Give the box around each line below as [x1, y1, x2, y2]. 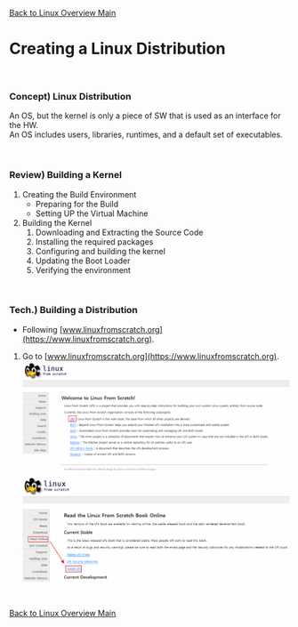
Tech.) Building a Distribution [9, 304, 138, 317]
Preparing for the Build [35, 198, 119, 209]
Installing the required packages [35, 236, 154, 247]
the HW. [9, 120, 38, 131]
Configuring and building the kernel [35, 245, 166, 256]
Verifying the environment [35, 264, 132, 275]
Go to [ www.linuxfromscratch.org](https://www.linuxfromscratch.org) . [21, 350, 279, 361]
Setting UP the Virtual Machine [35, 208, 149, 219]
